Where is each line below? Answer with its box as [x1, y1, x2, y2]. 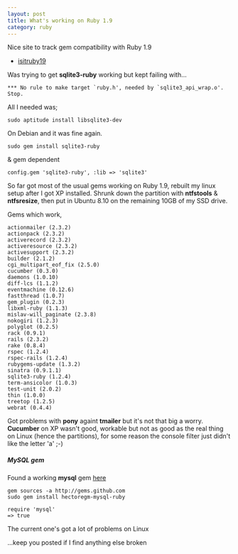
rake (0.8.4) [7, 342, 46, 349]
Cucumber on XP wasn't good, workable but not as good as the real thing [7, 424, 224, 433]
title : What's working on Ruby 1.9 [7, 17, 113, 24]
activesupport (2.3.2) [7, 249, 75, 256]
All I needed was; [7, 103, 58, 112]
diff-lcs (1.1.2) [7, 280, 59, 288]
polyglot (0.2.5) [7, 324, 59, 331]
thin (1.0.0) [7, 392, 46, 399]
